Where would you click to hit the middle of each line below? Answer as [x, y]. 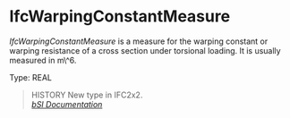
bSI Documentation [67, 104]
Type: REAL [30, 77]
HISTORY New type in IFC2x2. [87, 95]
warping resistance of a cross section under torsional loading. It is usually [145, 50]
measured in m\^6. [43, 60]
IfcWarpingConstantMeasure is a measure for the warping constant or [139, 41]
